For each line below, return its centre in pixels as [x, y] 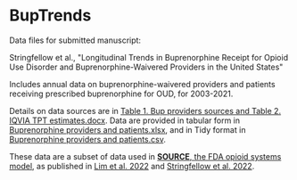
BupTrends [50, 16]
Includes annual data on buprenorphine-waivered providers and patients [142, 84]
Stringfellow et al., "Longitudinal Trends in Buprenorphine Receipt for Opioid [148, 57]
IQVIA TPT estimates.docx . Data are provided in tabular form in [125, 120]
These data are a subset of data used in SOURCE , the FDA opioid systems [145, 156]
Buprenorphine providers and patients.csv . [88, 139]
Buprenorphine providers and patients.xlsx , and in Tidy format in [128, 129]
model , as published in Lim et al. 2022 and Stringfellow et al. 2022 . [132, 166]
